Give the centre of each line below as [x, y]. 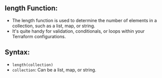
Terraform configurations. [39, 36]
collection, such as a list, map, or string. [54, 26]
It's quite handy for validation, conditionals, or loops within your [78, 31]
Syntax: [17, 52]
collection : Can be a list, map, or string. [54, 69]
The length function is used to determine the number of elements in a [85, 20]
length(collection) [33, 65]
